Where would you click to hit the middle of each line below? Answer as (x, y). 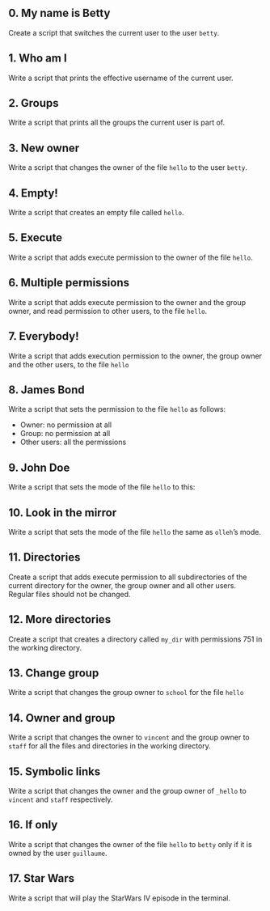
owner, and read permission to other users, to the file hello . (108, 311)
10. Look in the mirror (63, 513)
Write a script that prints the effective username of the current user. (121, 78)
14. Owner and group (62, 718)
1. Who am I (38, 59)
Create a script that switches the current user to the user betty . (114, 32)
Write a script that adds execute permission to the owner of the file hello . (131, 257)
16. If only (33, 825)
